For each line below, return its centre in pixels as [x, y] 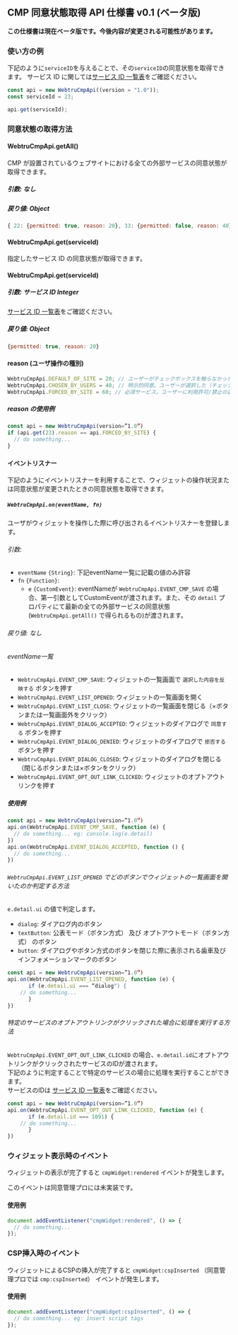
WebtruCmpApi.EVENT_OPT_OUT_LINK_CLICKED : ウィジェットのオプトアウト [121, 777]
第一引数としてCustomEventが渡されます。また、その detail [129, 598]
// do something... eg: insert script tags [78, 1318]
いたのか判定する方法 [38, 886]
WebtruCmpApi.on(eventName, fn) [55, 504]
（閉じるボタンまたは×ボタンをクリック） [78, 768]
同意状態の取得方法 [40, 129]
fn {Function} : [38, 580]
